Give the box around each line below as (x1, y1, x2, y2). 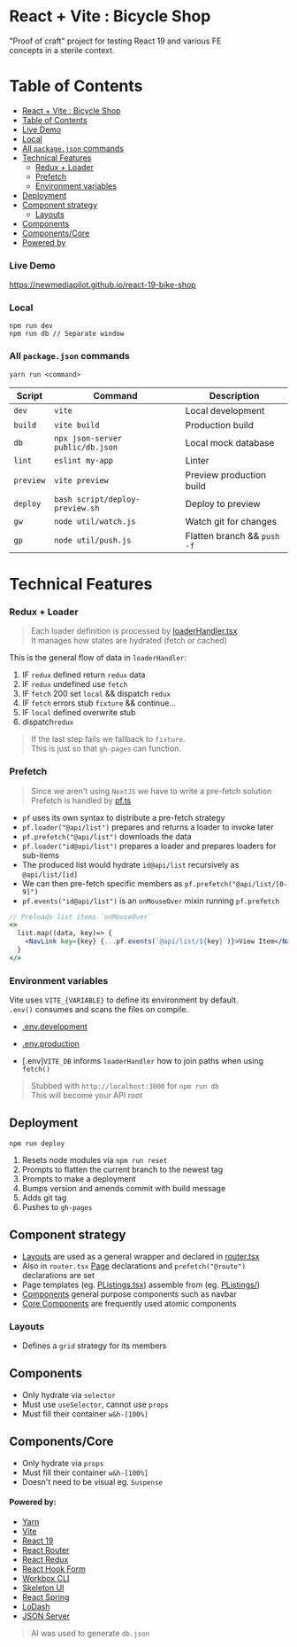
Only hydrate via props (21, 1457, 104, 1468)
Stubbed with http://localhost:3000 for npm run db (30, 1081, 219, 1091)
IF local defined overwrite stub (21, 707, 136, 718)
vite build (54, 419, 100, 430)
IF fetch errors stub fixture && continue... (21, 698, 177, 708)
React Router (21, 1544, 70, 1555)
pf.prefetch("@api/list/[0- (184, 879, 288, 888)
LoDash (21, 1601, 50, 1612)
